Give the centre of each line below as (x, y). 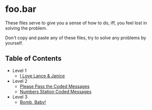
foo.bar (21, 9)
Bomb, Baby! (33, 102)
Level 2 (20, 81)
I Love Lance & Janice (42, 76)
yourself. (14, 43)
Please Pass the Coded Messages (55, 86)
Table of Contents (34, 59)
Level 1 (19, 70)
